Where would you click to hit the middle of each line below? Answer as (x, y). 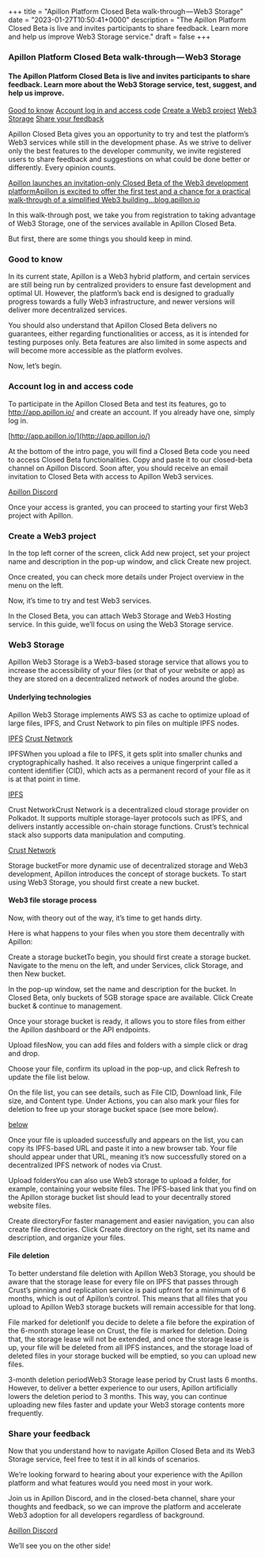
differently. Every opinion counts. (62, 168)
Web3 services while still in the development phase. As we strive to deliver (130, 142)
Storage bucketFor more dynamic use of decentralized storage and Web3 (128, 865)
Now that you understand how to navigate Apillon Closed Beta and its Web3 (132, 1451)
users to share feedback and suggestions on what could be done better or (129, 159)
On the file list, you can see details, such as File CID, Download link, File (125, 1092)
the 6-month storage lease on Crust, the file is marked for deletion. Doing (128, 1330)
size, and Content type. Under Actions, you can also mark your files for (124, 1100)
